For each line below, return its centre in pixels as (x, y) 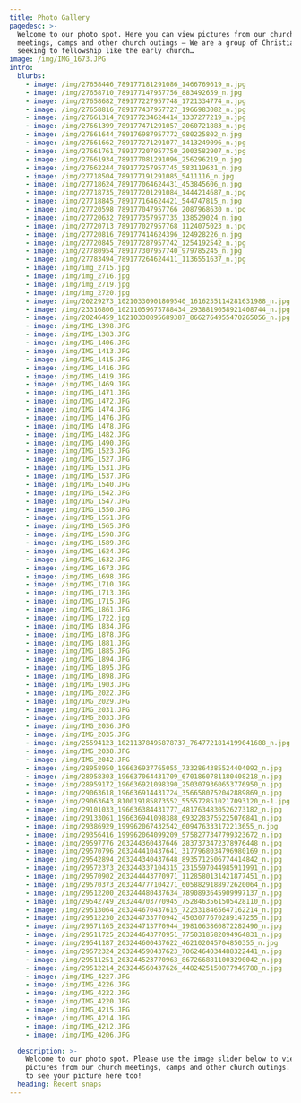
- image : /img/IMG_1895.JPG (77, 668)
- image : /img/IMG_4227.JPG (77, 977)
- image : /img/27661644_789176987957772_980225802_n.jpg (134, 135)
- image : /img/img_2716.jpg (77, 276)
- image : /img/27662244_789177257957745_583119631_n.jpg (134, 168)
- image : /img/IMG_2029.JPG (77, 701)
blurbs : (32, 76)
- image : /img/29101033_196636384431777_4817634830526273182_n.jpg (154, 810)
